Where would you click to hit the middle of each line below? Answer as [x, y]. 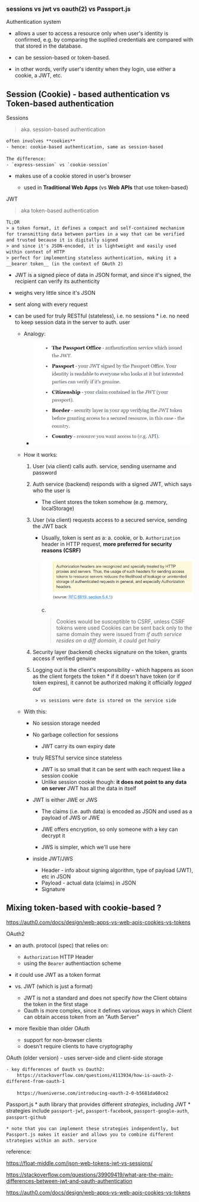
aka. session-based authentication [63, 129]
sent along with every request [51, 304]
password [45, 472]
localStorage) [58, 508]
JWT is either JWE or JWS [65, 799]
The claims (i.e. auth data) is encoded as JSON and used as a [117, 811]
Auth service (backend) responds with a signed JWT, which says [112, 484]
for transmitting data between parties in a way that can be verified [95, 234]
